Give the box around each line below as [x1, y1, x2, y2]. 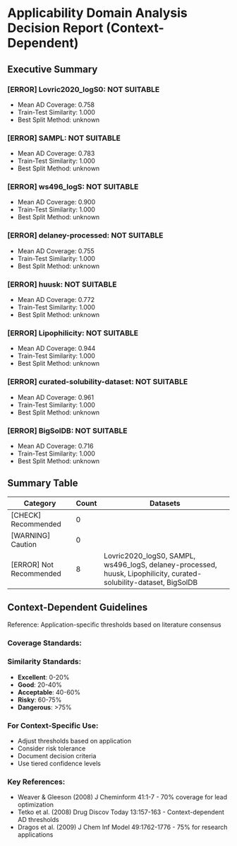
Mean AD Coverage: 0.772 [17, 296, 95, 304]
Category [23, 498, 56, 508]
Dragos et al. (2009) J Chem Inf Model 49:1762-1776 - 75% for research [17, 823, 228, 832]
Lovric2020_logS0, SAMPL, [103, 550, 196, 560]
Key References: [7, 777, 66, 787]
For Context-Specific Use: [7, 720, 99, 730]
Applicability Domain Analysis [7, 5, 188, 21]
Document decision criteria [17, 752, 97, 760]
